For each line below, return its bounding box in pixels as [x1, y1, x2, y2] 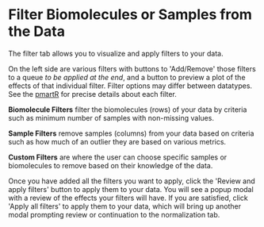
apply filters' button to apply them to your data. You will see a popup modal [8, 184, 254, 194]
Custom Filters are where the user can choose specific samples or [8, 152, 228, 162]
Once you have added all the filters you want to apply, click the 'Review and [8, 176, 255, 186]
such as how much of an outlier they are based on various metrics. [8, 137, 227, 146]
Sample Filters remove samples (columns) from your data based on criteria [8, 129, 254, 138]
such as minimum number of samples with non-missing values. [8, 113, 214, 122]
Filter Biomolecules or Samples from [8, 6, 252, 24]
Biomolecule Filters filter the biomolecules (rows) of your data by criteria [8, 105, 247, 114]
